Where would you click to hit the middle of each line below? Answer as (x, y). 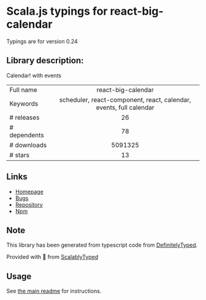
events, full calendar (125, 107)
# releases (25, 117)
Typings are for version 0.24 (42, 41)
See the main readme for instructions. (54, 291)
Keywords (24, 104)
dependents (27, 135)
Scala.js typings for (57, 11)
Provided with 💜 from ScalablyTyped (52, 257)
